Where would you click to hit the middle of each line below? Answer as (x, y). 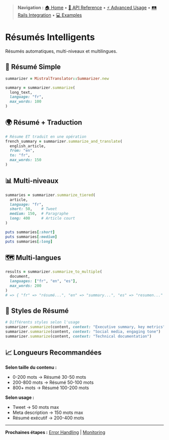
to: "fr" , (20, 155)
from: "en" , (22, 151)
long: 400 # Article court (43, 218)
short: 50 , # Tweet (33, 209)
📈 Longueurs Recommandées (53, 353)
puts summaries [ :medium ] (31, 237)
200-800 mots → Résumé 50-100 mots (53, 382)
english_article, (28, 146)
